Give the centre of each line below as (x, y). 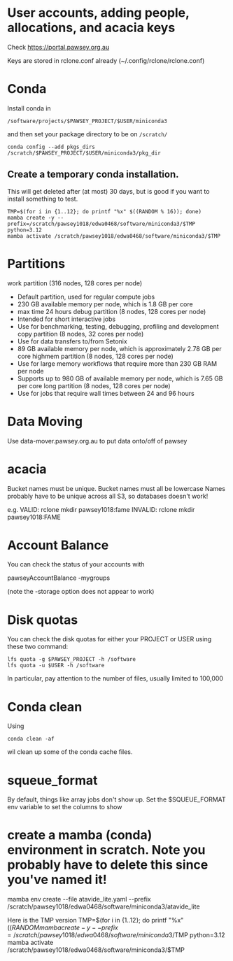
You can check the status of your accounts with (76, 564)
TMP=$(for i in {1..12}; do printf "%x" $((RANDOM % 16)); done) (104, 211)
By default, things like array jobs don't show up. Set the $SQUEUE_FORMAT (116, 799)
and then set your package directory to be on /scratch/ (87, 134)
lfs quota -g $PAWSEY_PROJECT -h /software (72, 660)
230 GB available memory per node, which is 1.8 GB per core (105, 304)
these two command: (38, 647)
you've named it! (57, 880)
